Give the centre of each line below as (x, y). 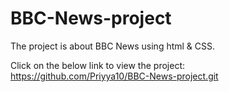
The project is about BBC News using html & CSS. (113, 46)
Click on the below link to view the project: (97, 65)
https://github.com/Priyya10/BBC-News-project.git (114, 76)
